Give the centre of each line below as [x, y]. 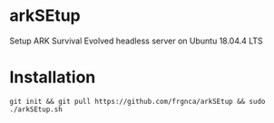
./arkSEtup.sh [36, 109]
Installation [53, 77]
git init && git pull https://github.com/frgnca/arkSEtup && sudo [137, 101]
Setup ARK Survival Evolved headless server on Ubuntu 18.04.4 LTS [136, 41]
